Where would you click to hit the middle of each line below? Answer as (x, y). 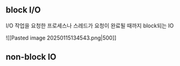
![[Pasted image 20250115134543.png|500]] (61, 38)
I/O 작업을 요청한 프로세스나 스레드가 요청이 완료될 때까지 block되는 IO (90, 25)
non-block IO (31, 57)
